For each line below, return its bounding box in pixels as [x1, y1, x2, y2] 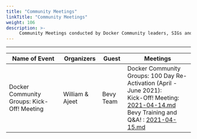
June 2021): [127, 86, 162, 94]
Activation [127, 79, 155, 87]
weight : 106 [6, 19, 35, 25]
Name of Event [12, 55, 55, 63]
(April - [156, 79, 178, 87]
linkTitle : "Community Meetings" [6, 14, 88, 20]
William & [63, 90, 89, 99]
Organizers [63, 55, 96, 63]
